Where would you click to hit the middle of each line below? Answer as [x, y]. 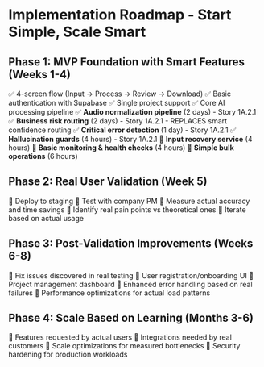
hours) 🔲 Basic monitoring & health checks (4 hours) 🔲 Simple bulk [122, 148]
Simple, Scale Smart [77, 32]
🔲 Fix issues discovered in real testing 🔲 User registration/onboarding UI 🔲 [131, 275]
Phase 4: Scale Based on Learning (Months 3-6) [131, 318]
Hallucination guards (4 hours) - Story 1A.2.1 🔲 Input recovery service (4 [130, 139]
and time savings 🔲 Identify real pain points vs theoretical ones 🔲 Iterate [128, 209]
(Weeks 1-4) [39, 74]
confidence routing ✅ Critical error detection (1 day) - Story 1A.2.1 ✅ [122, 130]
